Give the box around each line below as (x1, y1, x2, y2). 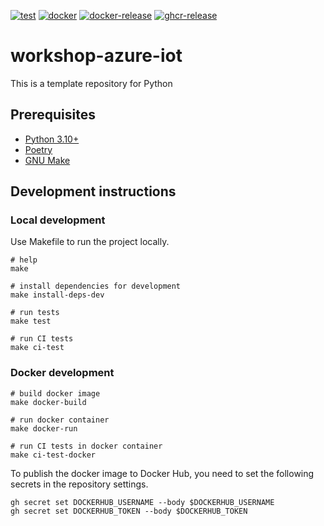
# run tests (10, 308, 60, 318)
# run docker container (10, 415, 110, 425)
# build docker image (10, 388, 101, 399)
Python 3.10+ (24, 133, 80, 145)
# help (10, 255, 38, 265)
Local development (10, 213, 106, 227)
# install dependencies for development (10, 281, 182, 292)
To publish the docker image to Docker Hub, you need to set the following (10, 467, 315, 479)
